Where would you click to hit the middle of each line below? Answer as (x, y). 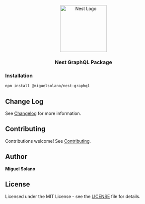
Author (16, 157)
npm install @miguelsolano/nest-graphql (48, 86)
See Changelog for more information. (43, 113)
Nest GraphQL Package (83, 62)
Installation (19, 76)
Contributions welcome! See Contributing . (48, 141)
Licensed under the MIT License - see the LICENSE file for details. (73, 196)
